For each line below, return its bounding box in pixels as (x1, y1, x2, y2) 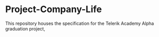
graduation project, (5, 25, 46, 31)
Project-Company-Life (5, 4, 102, 15)
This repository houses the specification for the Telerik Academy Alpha (5, 20, 154, 26)
